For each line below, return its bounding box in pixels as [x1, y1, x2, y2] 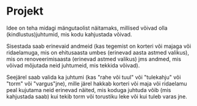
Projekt [6, 4, 44, 18]
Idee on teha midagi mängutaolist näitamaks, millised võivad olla [6, 24, 168, 31]
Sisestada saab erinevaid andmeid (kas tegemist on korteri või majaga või [6, 42, 192, 50]
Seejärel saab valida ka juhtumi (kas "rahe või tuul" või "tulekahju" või [6, 73, 181, 81]
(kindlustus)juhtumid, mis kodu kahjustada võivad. [6, 30, 132, 38]
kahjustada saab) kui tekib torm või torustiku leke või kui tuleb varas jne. [6, 93, 187, 100]
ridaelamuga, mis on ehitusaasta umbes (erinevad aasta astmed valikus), [6, 48, 189, 56]
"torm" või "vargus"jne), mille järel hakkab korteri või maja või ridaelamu [6, 80, 187, 87]
